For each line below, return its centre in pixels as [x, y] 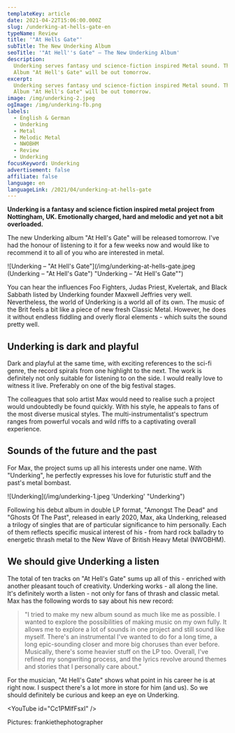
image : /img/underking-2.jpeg [51, 99]
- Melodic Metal [37, 137]
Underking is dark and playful [73, 346]
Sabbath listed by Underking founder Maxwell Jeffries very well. [100, 295]
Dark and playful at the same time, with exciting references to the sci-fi [109, 363]
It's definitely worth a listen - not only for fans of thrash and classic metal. [114, 593]
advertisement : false [39, 170]
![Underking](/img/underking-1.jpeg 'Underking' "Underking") [96, 496]
